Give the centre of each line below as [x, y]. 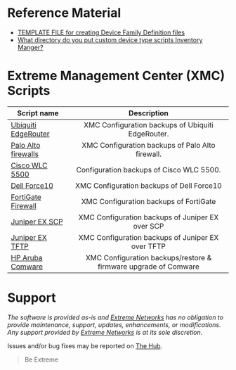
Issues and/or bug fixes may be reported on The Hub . [85, 345]
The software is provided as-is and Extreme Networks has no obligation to [115, 317]
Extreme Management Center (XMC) [116, 76]
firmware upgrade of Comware [149, 267]
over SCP [149, 226]
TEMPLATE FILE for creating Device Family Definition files [101, 32]
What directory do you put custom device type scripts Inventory [110, 39]
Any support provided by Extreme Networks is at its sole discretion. [105, 332]
